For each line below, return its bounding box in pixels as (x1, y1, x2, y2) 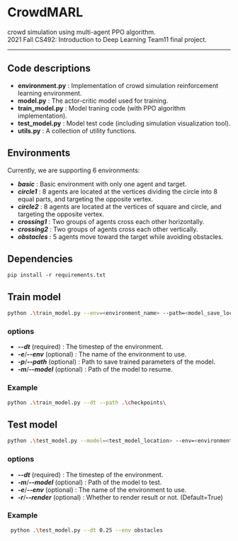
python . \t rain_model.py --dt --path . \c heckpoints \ (7, 398, 166, 406)
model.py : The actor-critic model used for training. (17, 96, 169, 105)
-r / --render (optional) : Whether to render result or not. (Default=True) (17, 493, 223, 501)
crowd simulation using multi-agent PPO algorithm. (7, 28, 156, 36)
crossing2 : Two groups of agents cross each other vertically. (17, 225, 198, 233)
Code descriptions (7, 62, 91, 74)
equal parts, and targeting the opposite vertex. (17, 194, 154, 203)
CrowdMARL (7, 4, 84, 21)
